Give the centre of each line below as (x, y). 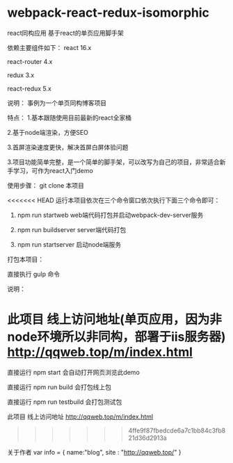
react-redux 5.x (30, 88)
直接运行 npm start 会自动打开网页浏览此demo (74, 372)
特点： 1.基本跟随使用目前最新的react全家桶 (70, 117)
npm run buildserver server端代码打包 (72, 229)
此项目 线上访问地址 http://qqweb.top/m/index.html (80, 416)
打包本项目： (25, 259)
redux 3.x (21, 75)
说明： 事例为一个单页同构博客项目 (57, 103)
